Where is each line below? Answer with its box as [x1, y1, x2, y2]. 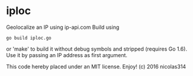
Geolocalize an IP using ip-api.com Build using [6, 24, 120, 31]
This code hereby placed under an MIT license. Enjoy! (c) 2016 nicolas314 [6, 63, 186, 70]
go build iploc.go [6, 35, 52, 41]
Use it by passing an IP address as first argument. [6, 51, 128, 58]
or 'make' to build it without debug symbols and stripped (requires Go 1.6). [6, 45, 188, 52]
